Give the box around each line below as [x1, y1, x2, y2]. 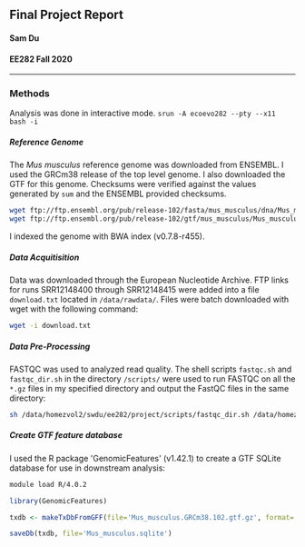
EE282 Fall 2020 [9, 54, 73, 65]
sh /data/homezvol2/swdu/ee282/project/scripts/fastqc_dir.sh [9, 411, 250, 420]
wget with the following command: [9, 303, 139, 314]
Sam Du [9, 32, 40, 44]
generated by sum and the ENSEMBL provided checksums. [9, 188, 227, 199]
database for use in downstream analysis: [9, 462, 166, 473]
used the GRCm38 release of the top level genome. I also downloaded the [9, 169, 286, 180]
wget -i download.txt [9, 322, 92, 331]
